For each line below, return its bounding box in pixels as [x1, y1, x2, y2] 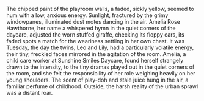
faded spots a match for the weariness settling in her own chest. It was [6, 38, 185, 44]
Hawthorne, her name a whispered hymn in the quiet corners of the [6, 24, 176, 32]
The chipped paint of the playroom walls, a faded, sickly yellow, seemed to [6, 5, 194, 12]
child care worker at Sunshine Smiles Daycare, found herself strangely [6, 57, 184, 64]
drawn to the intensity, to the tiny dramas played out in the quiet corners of [6, 63, 195, 71]
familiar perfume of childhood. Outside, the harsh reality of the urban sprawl [6, 83, 199, 90]
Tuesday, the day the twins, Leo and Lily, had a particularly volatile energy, [6, 44, 194, 51]
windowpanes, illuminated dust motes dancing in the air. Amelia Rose [6, 18, 180, 25]
